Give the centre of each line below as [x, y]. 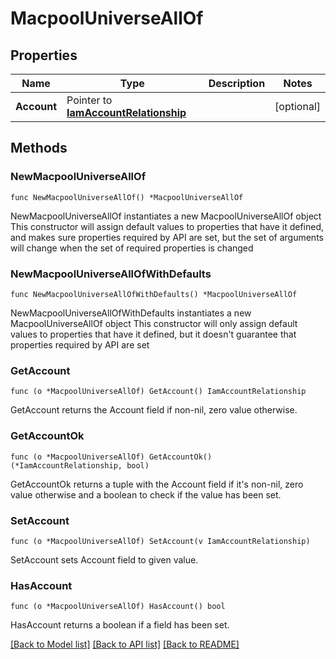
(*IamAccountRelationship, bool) [80, 465]
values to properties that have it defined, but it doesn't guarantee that [153, 334]
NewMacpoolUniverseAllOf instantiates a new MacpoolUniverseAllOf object [166, 216]
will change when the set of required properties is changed [132, 248]
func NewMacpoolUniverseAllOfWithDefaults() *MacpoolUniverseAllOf [154, 294]
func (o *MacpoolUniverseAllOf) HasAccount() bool [118, 607]
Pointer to [89, 100]
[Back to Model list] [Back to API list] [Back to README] [125, 644]
